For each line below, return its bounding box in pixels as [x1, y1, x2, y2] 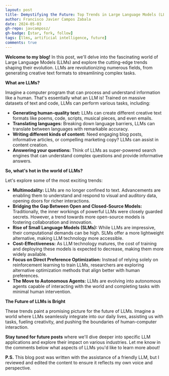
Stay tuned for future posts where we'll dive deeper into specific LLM [5, 334, 151, 340]
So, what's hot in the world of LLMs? [5, 167, 83, 173]
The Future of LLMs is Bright [5, 298, 65, 304]
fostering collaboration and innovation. [12, 219, 93, 225]
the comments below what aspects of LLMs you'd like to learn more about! [5, 344, 160, 350]
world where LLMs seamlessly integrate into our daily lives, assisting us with [5, 313, 163, 319]
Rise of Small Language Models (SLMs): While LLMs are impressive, [12, 224, 156, 230]
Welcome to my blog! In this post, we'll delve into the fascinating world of [5, 54, 158, 60]
